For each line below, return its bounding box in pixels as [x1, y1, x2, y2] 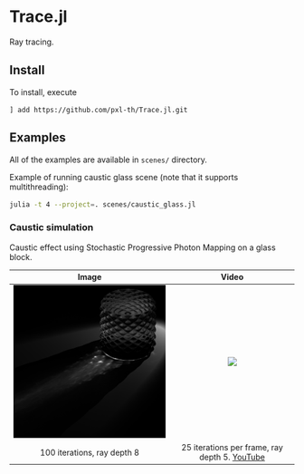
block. [9, 251, 33, 262]
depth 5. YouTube [198, 451, 265, 463]
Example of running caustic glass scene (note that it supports [9, 171, 239, 182]
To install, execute [9, 86, 77, 97]
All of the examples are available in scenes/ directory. [9, 154, 208, 165]
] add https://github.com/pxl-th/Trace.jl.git [9, 105, 188, 114]
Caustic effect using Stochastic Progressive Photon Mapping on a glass [9, 242, 276, 253]
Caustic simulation [9, 221, 94, 234]
